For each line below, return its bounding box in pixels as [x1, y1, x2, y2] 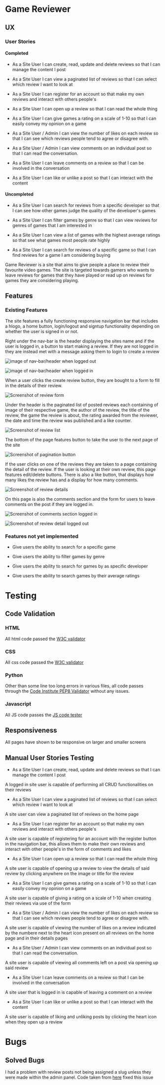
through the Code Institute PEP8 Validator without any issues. [5, 688, 130, 694]
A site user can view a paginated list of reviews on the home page [5, 811, 139, 817]
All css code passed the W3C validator [5, 660, 84, 665]
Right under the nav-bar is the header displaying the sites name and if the [5, 338, 155, 344]
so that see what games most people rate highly [12, 237, 110, 243]
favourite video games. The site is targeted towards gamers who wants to [5, 267, 155, 273]
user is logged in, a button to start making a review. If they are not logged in [5, 343, 159, 349]
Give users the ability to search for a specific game [12, 544, 116, 550]
